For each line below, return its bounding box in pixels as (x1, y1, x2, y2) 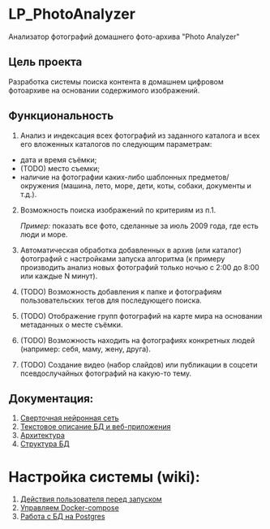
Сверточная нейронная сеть (19, 413, 119, 423)
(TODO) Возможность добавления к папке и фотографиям (19, 286, 222, 296)
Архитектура (19, 431, 65, 441)
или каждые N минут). (19, 271, 98, 281)
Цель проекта (8, 55, 83, 69)
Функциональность (8, 109, 114, 123)
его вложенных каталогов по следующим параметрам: (19, 139, 212, 148)
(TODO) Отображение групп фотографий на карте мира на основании (19, 311, 263, 320)
